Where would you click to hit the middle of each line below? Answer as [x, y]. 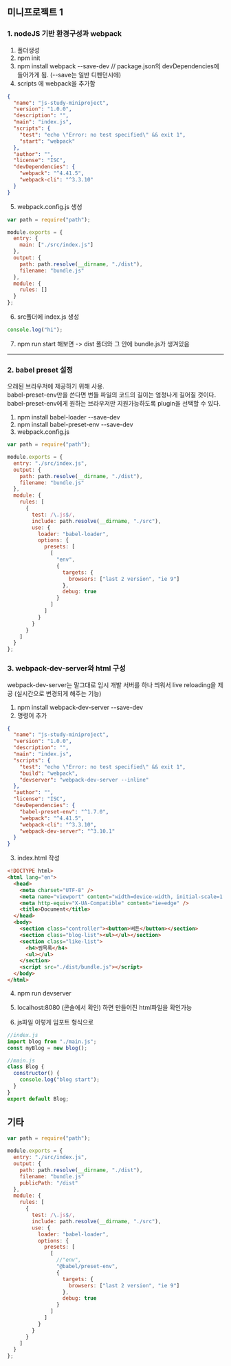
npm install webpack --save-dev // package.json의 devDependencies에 [118, 66]
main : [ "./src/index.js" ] [57, 245]
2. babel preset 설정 [40, 370]
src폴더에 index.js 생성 [48, 317]
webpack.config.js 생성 [49, 206]
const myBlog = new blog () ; [47, 1048]
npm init [29, 58]
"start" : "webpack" [47, 141]
